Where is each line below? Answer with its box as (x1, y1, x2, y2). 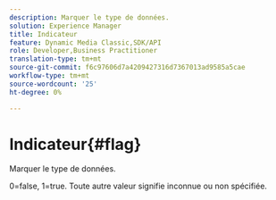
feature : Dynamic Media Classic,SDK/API (9, 37, 163, 47)
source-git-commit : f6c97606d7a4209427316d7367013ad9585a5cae (9, 63, 246, 72)
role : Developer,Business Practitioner (9, 46, 158, 55)
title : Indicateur (9, 29, 78, 38)
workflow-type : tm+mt (9, 71, 90, 80)
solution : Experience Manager (9, 21, 122, 30)
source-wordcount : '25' (9, 79, 98, 88)
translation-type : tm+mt (9, 54, 102, 63)
